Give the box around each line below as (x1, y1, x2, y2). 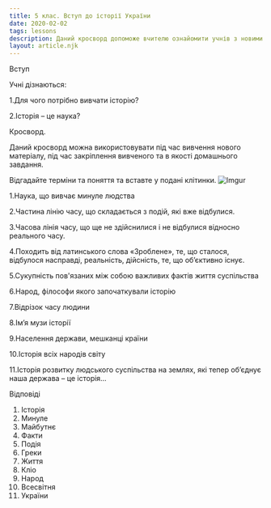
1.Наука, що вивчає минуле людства (9, 191, 136, 201)
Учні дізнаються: (9, 80, 67, 90)
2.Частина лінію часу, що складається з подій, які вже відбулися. (9, 207, 235, 217)
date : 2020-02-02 (9, 19, 68, 28)
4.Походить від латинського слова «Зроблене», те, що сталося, (9, 247, 230, 256)
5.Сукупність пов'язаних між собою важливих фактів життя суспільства (9, 271, 260, 281)
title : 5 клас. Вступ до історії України (9, 11, 151, 20)
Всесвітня (20, 482, 56, 492)
